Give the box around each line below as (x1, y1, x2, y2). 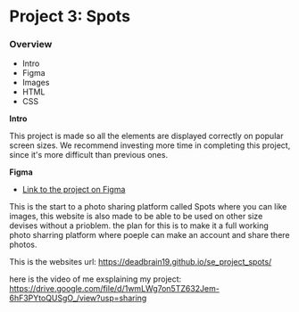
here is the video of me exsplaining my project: (9, 274, 182, 284)
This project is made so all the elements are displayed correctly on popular (9, 131, 284, 142)
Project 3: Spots (9, 6, 131, 27)
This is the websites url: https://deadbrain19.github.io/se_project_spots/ (9, 257, 272, 267)
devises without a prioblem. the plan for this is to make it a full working (9, 220, 270, 231)
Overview (9, 38, 53, 51)
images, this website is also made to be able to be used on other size (9, 211, 263, 222)
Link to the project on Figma (21, 185, 126, 195)
